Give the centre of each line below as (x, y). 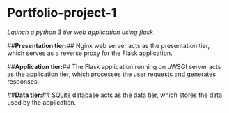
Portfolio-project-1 (62, 13)
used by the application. (42, 102)
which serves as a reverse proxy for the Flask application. (90, 53)
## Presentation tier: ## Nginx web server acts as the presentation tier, (109, 45)
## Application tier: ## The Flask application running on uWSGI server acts (114, 66)
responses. (23, 81)
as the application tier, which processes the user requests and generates (112, 74)
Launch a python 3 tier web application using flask (80, 32)
